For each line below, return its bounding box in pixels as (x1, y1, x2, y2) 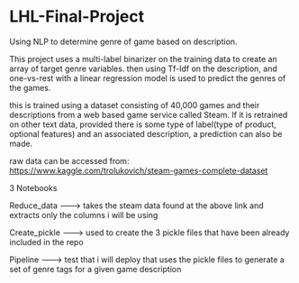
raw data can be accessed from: (9, 155, 130, 166)
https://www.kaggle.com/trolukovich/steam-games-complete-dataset (9, 165, 268, 176)
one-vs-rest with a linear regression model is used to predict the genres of (9, 72, 286, 83)
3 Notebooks (9, 182, 58, 193)
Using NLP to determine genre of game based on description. (9, 36, 238, 47)
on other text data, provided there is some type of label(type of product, (9, 119, 276, 130)
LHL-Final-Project (9, 6, 145, 27)
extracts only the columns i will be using (9, 209, 159, 220)
